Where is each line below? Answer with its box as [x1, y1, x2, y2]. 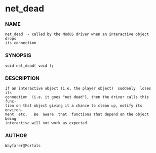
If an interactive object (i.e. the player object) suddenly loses [5, 86, 152, 91]
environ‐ [5, 107, 23, 113]
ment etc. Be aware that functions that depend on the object [5, 112, 149, 117]
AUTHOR [5, 132, 27, 139]
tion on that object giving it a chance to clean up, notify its [5, 103, 142, 108]
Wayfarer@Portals [5, 143, 41, 149]
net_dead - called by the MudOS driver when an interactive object [5, 32, 149, 37]
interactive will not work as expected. [5, 121, 90, 126]
